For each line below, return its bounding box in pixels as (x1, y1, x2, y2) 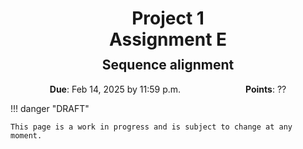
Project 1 (131, 7, 205, 30)
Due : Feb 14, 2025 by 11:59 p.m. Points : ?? (49, 83, 287, 95)
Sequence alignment (101, 57, 235, 74)
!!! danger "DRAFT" (10, 102, 90, 114)
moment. (10, 130, 43, 141)
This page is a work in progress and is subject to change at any (10, 122, 293, 132)
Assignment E (108, 28, 228, 51)
